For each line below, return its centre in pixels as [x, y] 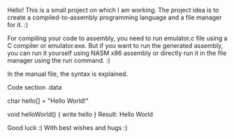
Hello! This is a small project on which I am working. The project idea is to [113, 10]
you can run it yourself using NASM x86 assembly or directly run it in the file [117, 53]
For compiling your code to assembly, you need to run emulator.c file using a [117, 38]
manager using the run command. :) [59, 60]
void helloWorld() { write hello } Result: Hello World [80, 114]
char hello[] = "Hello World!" [48, 101]
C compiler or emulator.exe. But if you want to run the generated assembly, [115, 46]
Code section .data [35, 87]
